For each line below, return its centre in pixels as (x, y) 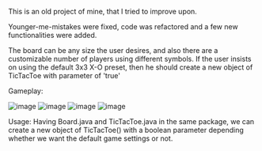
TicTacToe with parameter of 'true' (65, 75)
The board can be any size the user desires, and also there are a (113, 50)
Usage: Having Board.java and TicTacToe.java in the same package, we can (131, 121)
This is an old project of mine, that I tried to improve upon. (103, 11)
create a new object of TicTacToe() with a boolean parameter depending (126, 130)
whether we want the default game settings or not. (91, 138)
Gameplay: (26, 91)
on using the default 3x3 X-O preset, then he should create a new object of (131, 67)
